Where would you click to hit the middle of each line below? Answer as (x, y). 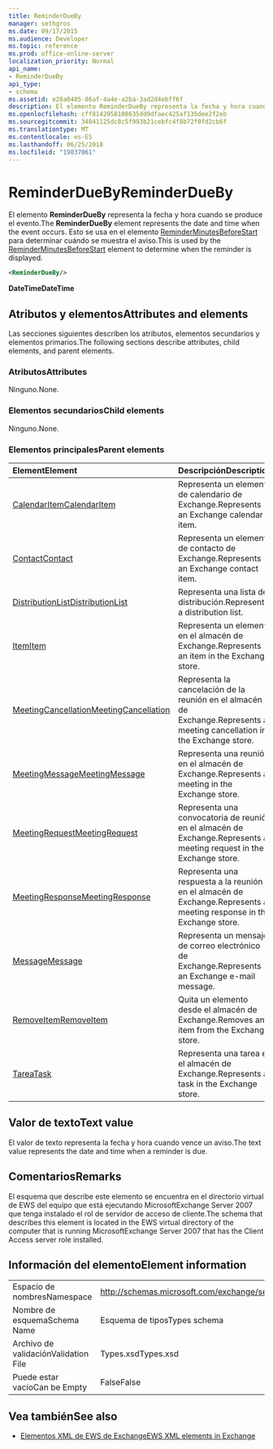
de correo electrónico (219, 946)
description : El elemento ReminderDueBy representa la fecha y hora (127, 107)
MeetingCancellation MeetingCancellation (91, 710)
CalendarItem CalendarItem (64, 504)
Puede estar (36, 1377)
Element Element (45, 470)
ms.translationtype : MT (49, 129)
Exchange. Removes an (221, 1020)
